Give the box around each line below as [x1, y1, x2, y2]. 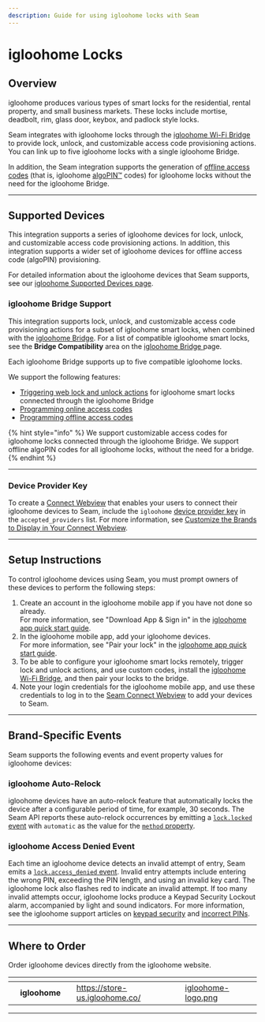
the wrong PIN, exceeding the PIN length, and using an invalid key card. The [8, 875, 256, 885]
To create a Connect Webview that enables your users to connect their [8, 498, 238, 507]
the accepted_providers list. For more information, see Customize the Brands [8, 515, 257, 525]
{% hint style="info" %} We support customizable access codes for [8, 428, 228, 437]
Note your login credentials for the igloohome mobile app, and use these [19, 682, 256, 691]
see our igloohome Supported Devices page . [8, 279, 154, 288]
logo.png [185, 992, 218, 1003]
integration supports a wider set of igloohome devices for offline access [8, 246, 243, 256]
